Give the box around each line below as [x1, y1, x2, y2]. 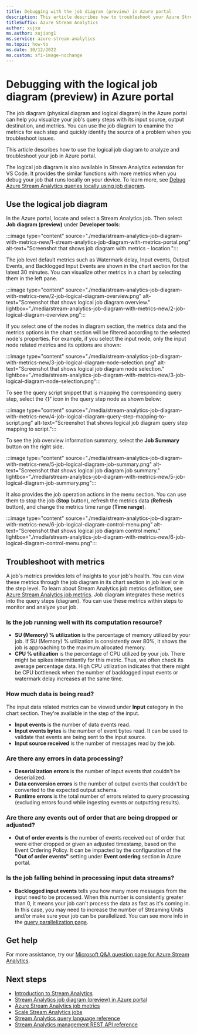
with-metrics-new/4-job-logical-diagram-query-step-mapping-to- [6, 413, 167, 420]
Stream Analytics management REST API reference [14, 1021, 138, 1028]
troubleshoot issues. [6, 135, 56, 142]
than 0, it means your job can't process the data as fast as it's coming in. [14, 899, 191, 907]
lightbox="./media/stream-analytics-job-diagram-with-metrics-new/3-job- [6, 371, 186, 379]
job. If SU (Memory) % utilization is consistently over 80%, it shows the [14, 638, 187, 645]
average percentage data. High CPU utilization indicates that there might [14, 663, 190, 670]
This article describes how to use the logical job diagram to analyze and [6, 146, 180, 153]
